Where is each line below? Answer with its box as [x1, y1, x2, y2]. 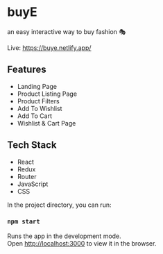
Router [17, 172, 37, 180]
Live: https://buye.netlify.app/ [7, 43, 92, 52]
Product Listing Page [17, 90, 78, 98]
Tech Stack [7, 139, 57, 151]
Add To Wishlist [17, 104, 62, 112]
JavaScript [17, 180, 49, 188]
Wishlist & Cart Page [17, 119, 76, 127]
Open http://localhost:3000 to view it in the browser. [7, 239, 157, 247]
